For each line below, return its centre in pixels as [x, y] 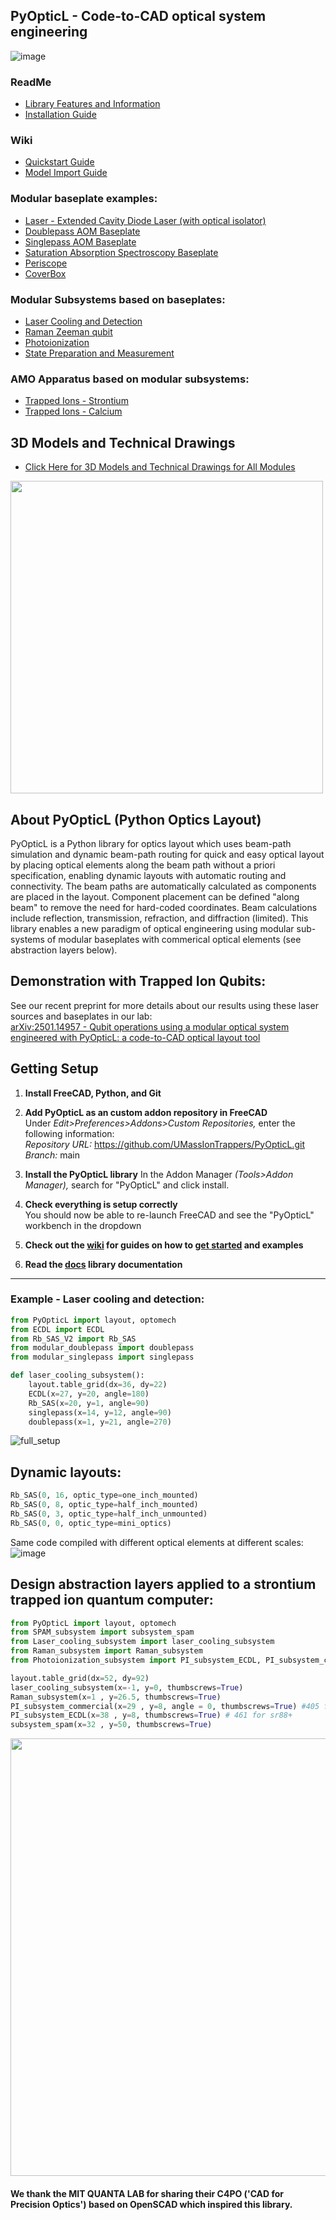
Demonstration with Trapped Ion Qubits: [138, 981]
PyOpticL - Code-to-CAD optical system [138, 16]
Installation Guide [60, 115]
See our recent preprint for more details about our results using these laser [164, 1005]
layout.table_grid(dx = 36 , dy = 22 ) [98, 1385]
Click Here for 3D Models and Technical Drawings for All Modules [160, 467]
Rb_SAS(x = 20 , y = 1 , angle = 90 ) [89, 1403]
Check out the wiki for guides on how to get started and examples [164, 1245]
